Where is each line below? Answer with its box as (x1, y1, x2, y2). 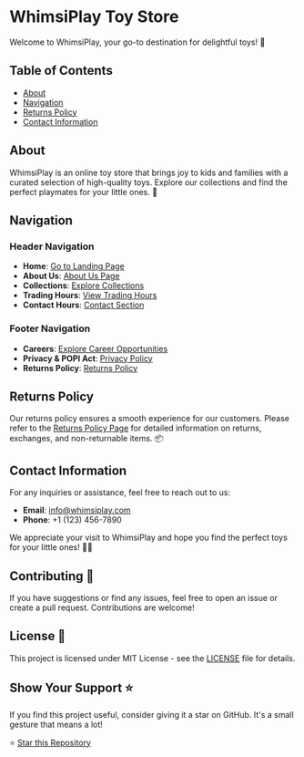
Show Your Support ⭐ (9, 680, 134, 696)
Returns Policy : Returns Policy (22, 362, 138, 373)
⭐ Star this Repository (9, 737, 91, 748)
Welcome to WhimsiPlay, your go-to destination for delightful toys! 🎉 (9, 36, 266, 47)
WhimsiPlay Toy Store (9, 6, 179, 27)
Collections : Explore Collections (22, 280, 145, 291)
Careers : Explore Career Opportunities (22, 343, 168, 354)
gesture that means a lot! (9, 719, 103, 730)
